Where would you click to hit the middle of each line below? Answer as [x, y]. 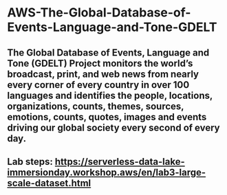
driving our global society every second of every [113, 127]
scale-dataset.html [49, 183]
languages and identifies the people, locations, [110, 95]
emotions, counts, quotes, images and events [107, 117]
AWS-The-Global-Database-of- [99, 13]
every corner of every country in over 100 [98, 85]
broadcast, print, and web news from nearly [103, 74]
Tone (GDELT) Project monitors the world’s [100, 63]
